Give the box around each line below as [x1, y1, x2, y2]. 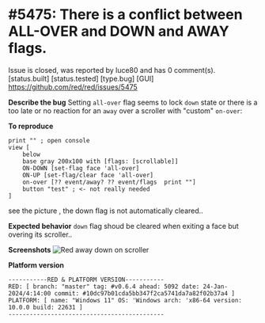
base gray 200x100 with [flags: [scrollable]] [22, 157, 179, 165]
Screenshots [8, 245, 51, 254]
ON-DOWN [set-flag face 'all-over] [22, 164, 140, 172]
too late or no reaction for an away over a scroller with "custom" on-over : [8, 105, 243, 116]
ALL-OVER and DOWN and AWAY [8, 22, 229, 40]
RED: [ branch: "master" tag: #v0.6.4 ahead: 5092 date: [8, 283, 200, 291]
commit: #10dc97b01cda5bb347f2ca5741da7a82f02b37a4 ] [54, 289, 236, 298]
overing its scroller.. [8, 230, 73, 239]
